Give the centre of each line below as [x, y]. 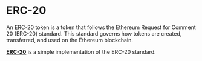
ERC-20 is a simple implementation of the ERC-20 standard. [81, 51]
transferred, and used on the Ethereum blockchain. [70, 40]
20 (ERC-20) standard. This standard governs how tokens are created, [94, 33]
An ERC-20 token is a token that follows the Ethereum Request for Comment [101, 27]
